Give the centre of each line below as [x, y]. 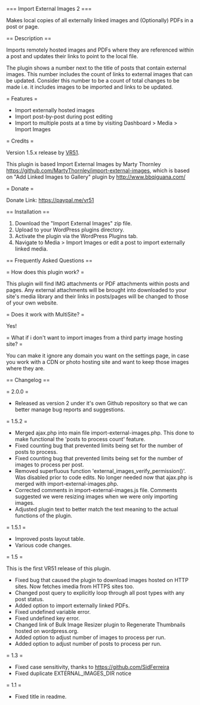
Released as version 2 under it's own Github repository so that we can [101, 403]
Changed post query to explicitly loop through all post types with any [100, 593]
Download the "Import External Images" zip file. [73, 223]
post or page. [23, 27]
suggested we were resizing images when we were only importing [96, 496]
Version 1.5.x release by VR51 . [43, 153]
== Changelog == [28, 380]
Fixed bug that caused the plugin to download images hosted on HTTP [102, 580]
